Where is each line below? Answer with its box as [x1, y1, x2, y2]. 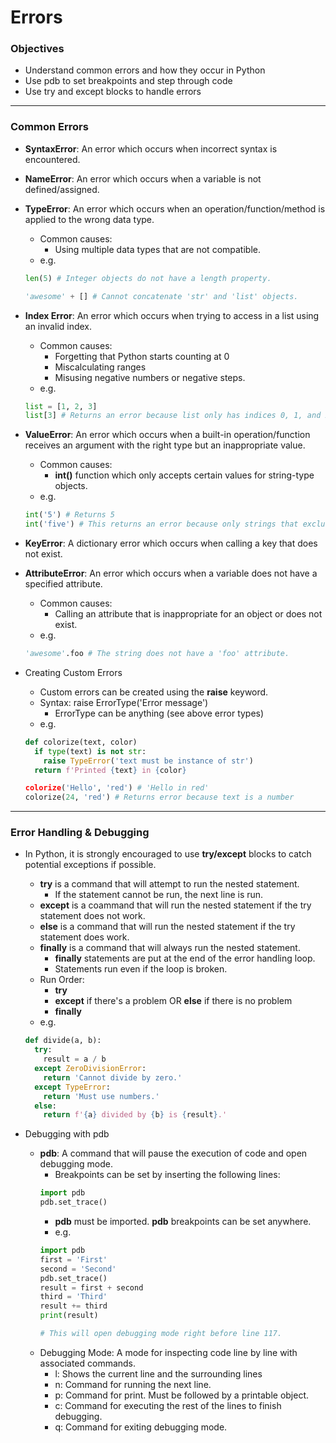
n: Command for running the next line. [54, 1378, 212, 1390]
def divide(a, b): [24, 1036, 102, 1046]
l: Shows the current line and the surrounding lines [54, 1367, 263, 1380]
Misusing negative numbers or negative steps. [54, 371, 246, 383]
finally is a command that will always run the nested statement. [39, 942, 301, 954]
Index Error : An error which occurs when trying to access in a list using [24, 309, 320, 321]
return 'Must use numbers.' [43, 1091, 160, 1101]
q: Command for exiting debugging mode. [54, 1421, 228, 1433]
